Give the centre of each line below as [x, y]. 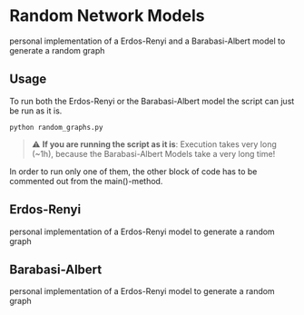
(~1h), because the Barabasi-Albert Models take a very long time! [153, 153]
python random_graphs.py [56, 127]
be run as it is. [36, 111]
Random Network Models [107, 16]
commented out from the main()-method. [86, 181]
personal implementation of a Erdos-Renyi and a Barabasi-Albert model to [147, 41]
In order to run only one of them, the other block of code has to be [133, 171]
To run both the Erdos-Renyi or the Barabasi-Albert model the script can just [152, 101]
